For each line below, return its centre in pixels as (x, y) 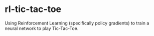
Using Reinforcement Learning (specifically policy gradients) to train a (77, 23)
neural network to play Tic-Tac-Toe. (42, 28)
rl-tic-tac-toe (33, 9)
